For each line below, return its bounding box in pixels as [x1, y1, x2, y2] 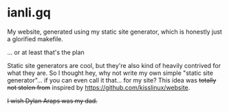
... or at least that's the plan [7, 48, 85, 56]
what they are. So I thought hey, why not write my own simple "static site [7, 69, 213, 77]
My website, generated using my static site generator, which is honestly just [7, 27, 222, 36]
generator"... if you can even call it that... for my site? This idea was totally [7, 76, 217, 84]
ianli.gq [7, 5, 52, 21]
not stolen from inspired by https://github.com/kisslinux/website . [7, 83, 190, 91]
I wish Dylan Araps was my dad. [7, 96, 98, 104]
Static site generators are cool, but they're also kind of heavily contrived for [7, 61, 221, 69]
